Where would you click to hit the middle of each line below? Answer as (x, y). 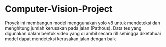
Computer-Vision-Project (59, 9)
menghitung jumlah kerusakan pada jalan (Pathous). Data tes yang (73, 28)
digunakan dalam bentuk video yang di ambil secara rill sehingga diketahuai (83, 33)
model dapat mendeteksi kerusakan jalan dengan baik (61, 39)
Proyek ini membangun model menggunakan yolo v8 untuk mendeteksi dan (83, 23)
